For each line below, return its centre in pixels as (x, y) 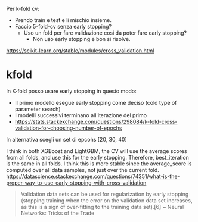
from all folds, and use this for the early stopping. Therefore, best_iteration (98, 157)
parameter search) (38, 109)
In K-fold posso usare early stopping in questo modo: (72, 91)
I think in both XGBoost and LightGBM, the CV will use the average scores (97, 151)
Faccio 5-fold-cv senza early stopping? (63, 26)
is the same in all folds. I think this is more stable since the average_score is (99, 164)
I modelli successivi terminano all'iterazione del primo (81, 115)
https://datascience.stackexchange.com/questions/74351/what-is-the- (93, 176)
